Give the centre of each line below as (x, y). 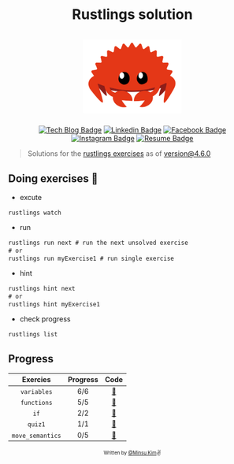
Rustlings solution (132, 15)
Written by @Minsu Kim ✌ (132, 453)
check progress (45, 319)
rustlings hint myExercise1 (54, 305)
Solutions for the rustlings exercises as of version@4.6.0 (119, 154)
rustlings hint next (42, 289)
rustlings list (33, 335)
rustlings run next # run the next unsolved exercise (98, 243)
